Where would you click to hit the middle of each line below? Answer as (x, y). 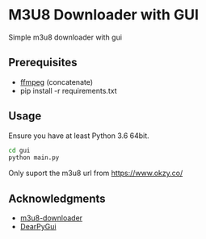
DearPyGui (38, 227)
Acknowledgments (57, 198)
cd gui (19, 150)
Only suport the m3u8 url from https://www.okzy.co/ (96, 173)
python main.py (34, 158)
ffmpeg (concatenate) (57, 82)
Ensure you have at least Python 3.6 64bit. (79, 136)
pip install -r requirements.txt (68, 90)
